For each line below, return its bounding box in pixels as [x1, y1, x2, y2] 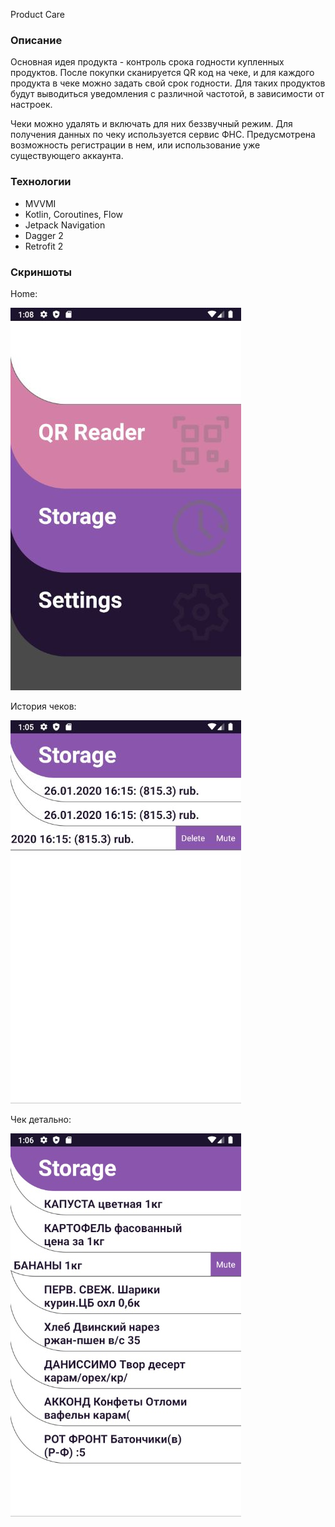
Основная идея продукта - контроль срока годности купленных [10, 56, 285, 68]
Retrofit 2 [24, 240, 64, 252]
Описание [10, 33, 63, 47]
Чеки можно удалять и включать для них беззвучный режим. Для [10, 118, 293, 130]
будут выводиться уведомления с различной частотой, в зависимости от [10, 88, 325, 100]
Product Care [10, 9, 66, 20]
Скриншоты [10, 265, 73, 279]
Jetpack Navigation [24, 219, 106, 231]
